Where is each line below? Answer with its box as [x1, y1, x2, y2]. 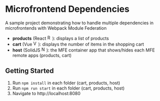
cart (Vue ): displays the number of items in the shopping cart [12, 41, 144, 47]
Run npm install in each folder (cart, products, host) [12, 80, 120, 86]
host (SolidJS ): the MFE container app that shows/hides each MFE [12, 47, 155, 53]
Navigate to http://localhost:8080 [12, 90, 80, 96]
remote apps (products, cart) [12, 52, 72, 58]
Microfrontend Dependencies [5, 3, 130, 15]
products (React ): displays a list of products [12, 35, 109, 41]
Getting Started [5, 67, 54, 75]
